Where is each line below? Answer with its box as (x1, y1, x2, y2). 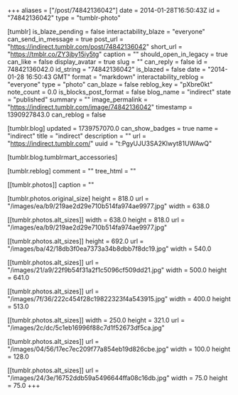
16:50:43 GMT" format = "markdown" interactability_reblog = (26, 72, 205, 81)
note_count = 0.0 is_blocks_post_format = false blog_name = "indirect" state (7, 88, 232, 96)
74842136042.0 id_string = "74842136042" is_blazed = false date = (7, 65, 207, 73)
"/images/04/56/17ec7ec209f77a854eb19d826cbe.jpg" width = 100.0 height (7, 345, 231, 353)
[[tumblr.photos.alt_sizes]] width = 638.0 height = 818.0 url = (7, 216, 185, 224)
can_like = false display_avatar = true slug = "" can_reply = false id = (7, 58, 208, 66)
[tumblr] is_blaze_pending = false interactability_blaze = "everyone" (7, 28, 206, 36)
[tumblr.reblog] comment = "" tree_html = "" (7, 167, 136, 175)
